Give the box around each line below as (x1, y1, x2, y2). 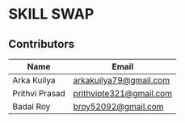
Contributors (8, 37, 75, 51)
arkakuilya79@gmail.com (73, 74, 170, 86)
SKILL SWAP (8, 5, 95, 23)
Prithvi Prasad (12, 88, 66, 99)
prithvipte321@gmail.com (73, 88, 172, 99)
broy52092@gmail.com (73, 101, 164, 112)
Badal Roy (12, 101, 51, 112)
